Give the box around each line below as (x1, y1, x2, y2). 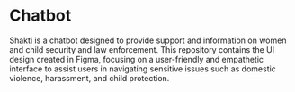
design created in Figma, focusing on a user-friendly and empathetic (9, 54, 264, 64)
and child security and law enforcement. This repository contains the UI (9, 44, 275, 54)
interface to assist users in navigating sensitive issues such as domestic (9, 63, 276, 74)
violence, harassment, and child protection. (9, 72, 170, 83)
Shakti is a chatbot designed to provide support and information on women (9, 35, 287, 46)
